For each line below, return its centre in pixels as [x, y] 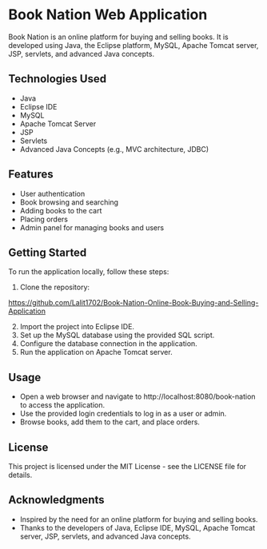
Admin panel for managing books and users [92, 227]
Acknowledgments [57, 500]
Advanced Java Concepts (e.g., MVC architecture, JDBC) [114, 149]
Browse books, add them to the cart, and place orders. [110, 422]
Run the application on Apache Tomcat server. [96, 352]
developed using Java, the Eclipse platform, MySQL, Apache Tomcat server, [133, 45]
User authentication [52, 193]
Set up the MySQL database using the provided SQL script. [117, 335]
